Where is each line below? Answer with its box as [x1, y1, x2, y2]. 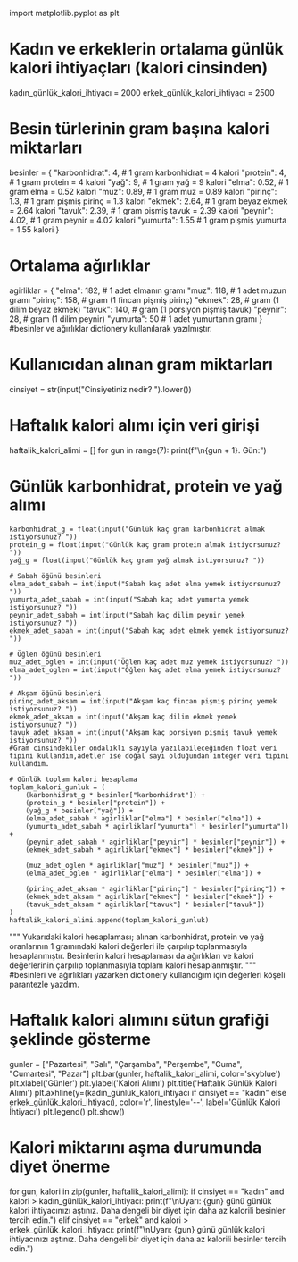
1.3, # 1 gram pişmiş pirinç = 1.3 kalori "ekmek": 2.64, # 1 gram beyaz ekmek [9, 196, 288, 206]
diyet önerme [9, 1157, 111, 1176]
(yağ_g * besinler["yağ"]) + [25, 806, 134, 815]
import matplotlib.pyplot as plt [9, 8, 120, 18]
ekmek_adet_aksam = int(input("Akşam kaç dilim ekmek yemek [9, 712, 238, 721]
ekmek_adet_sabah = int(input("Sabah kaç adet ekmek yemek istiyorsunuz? [9, 626, 290, 635]
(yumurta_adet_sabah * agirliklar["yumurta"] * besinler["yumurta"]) [25, 821, 290, 830]
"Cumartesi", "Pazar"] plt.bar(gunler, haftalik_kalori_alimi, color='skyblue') [9, 1068, 281, 1079]
